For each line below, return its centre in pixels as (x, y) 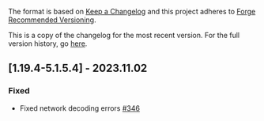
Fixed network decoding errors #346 (80, 108)
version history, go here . (48, 43)
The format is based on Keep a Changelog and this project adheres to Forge (132, 11)
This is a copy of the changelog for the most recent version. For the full (124, 35)
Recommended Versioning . (52, 20)
